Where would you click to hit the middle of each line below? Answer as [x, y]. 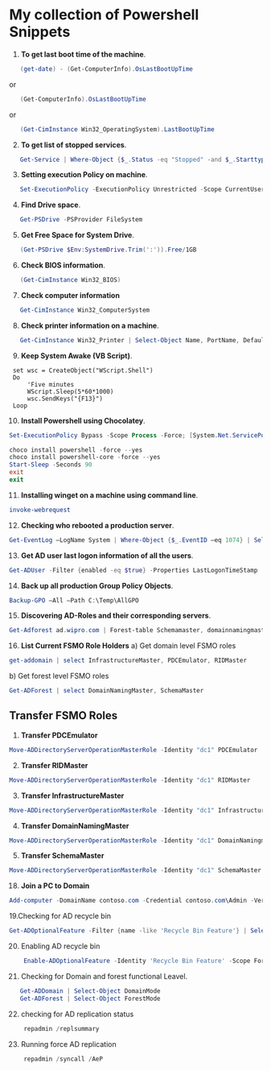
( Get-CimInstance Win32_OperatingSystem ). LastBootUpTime [117, 129]
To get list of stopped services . [74, 145]
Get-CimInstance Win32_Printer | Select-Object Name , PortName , [130, 340]
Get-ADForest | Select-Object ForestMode [90, 999]
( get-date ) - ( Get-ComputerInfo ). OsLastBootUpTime [107, 69]
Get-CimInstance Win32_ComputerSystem [85, 310]
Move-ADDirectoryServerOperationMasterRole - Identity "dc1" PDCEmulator [133, 750]
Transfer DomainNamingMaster [75, 825]
